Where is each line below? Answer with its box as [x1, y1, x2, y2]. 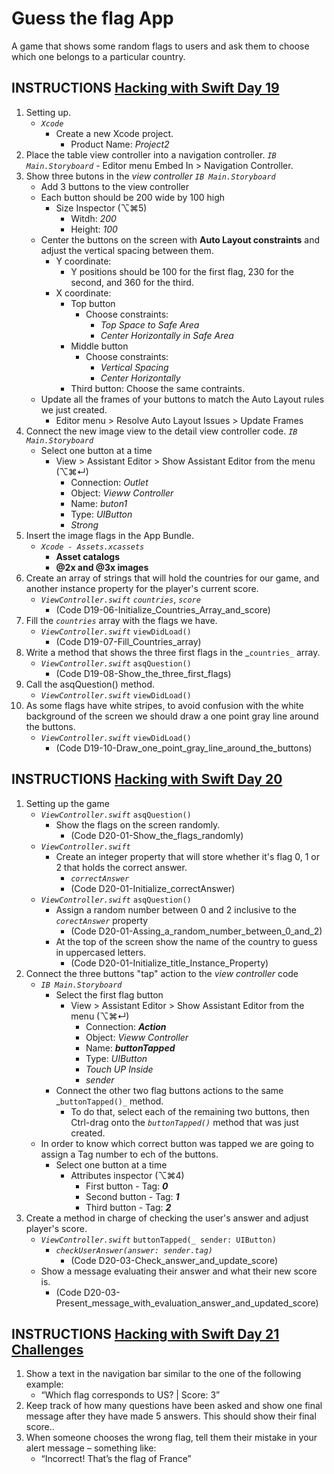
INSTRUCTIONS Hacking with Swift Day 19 [11, 80, 280, 97]
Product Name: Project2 [70, 138, 170, 150]
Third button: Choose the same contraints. [70, 382, 246, 394]
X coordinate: [55, 287, 112, 299]
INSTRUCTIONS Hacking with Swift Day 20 [11, 771, 283, 788]
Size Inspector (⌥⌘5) [55, 202, 148, 214]
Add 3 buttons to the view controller [40, 180, 189, 192]
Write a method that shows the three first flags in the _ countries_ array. [25, 646, 321, 658]
